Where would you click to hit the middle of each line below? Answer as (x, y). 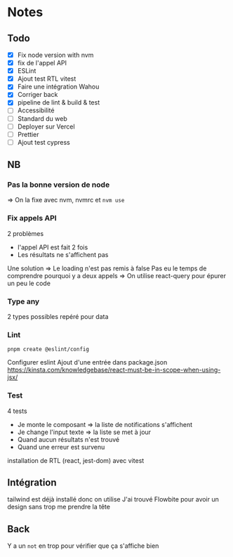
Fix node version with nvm (55, 55)
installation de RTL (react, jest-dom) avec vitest (76, 460)
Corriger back (38, 95)
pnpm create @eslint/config (48, 349)
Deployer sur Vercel (46, 126)
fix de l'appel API (42, 63)
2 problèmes (26, 233)
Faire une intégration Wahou (58, 87)
